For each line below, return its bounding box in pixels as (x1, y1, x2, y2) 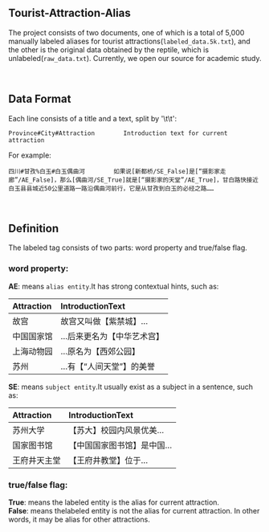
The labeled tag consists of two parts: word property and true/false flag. (8, 243, 247, 252)
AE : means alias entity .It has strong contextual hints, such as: (8, 281, 219, 291)
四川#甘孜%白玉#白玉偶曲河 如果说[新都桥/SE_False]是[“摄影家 (8, 167, 221, 175)
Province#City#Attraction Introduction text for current (8, 129, 228, 137)
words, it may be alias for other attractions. (8, 514, 150, 525)
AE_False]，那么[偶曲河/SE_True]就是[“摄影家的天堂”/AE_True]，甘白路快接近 (21, 176, 259, 184)
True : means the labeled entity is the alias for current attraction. (8, 497, 219, 507)
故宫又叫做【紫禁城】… (60, 315, 149, 326)
